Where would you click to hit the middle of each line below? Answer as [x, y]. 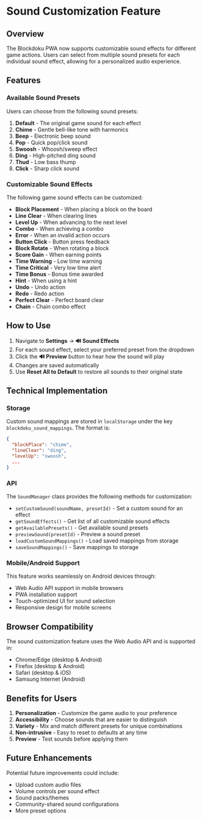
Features [23, 81]
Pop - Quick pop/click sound [51, 142]
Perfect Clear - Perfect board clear [60, 300]
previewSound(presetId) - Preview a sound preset [78, 534]
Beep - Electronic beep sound [53, 136]
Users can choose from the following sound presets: [72, 111]
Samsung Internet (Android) [50, 679]
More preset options [41, 810]
